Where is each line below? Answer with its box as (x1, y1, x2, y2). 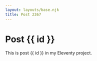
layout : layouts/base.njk (5, 7, 59, 12)
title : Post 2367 (5, 12, 41, 17)
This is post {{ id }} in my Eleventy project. (5, 50, 92, 56)
